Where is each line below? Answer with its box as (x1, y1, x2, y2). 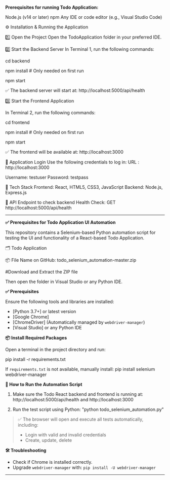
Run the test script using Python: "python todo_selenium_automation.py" (12, 406, 164, 413)
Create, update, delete (25, 437, 72, 443)
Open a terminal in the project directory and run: (5, 347, 106, 352)
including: (17, 422, 38, 428)
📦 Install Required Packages (5, 335, 67, 340)
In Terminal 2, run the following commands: (5, 110, 96, 116)
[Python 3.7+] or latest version (12, 308, 76, 314)
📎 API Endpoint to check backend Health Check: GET (5, 199, 116, 205)
